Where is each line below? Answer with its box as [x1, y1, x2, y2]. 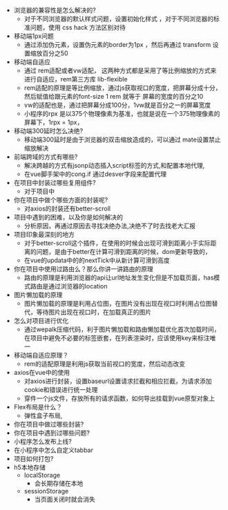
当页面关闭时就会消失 [34, 496, 95, 503]
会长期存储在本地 [34, 479, 84, 487]
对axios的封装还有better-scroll [23, 204, 111, 213]
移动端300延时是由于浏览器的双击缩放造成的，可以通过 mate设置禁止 [23, 135, 221, 144]
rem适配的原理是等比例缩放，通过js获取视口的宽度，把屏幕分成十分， [23, 84, 222, 92]
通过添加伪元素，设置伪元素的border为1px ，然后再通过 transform [23, 41, 211, 48]
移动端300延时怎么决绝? [13, 127, 84, 135]
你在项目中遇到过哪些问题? [13, 429, 90, 437]
